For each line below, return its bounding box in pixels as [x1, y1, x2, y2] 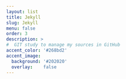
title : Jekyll [6, 14, 41, 20]
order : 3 [6, 31, 28, 37]
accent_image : [6, 53, 41, 59]
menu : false [6, 25, 35, 31]
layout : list [6, 8, 38, 15]
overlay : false [11, 64, 57, 70]
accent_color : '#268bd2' [6, 48, 67, 53]
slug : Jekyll [6, 20, 38, 26]
